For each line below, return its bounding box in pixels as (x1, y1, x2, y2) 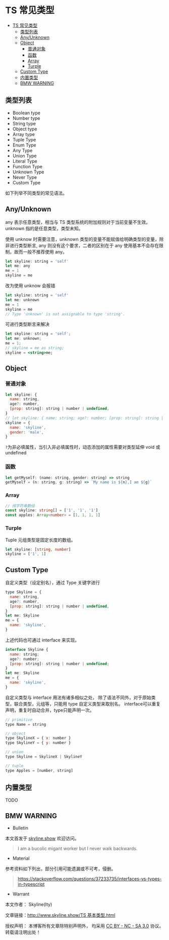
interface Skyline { (5, 647, 49, 652)
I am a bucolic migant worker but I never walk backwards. (17, 845, 138, 852)
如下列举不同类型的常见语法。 (5, 190, 67, 196)
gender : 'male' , (10, 430, 44, 435)
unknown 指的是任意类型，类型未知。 (5, 225, 83, 231)
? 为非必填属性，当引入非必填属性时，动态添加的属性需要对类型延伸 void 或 (5, 444, 160, 450)
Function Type (12, 163, 43, 169)
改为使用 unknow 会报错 (5, 283, 55, 289)
